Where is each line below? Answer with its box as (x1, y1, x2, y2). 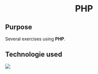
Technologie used (5, 50, 62, 59)
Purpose (5, 23, 32, 31)
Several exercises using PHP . (5, 36, 66, 42)
